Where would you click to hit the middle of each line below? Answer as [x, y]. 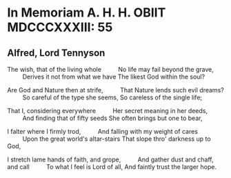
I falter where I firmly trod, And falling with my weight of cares [103, 131]
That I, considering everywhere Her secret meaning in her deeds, [108, 111]
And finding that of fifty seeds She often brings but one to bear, [112, 118]
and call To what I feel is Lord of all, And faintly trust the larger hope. [112, 167]
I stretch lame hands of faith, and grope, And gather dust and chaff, [110, 159]
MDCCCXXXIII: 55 [60, 27]
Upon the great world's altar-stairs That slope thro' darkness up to [117, 139]
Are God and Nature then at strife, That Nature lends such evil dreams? [115, 90]
